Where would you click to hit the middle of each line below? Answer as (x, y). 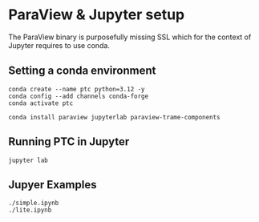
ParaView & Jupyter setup (97, 15)
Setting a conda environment (82, 71)
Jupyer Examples (53, 185)
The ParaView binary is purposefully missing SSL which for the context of (130, 37)
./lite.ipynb (30, 210)
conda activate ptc (41, 103)
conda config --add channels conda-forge (79, 96)
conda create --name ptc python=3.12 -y (77, 89)
